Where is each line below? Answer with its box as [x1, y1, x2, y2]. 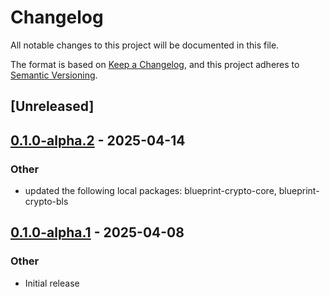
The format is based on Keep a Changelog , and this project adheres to [10, 58, 300, 70]
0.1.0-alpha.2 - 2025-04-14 [10, 132, 186, 149]
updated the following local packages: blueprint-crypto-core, [24, 185, 277, 197]
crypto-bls [24, 196, 69, 208]
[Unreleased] [10, 98, 95, 115]
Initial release [24, 277, 80, 289]
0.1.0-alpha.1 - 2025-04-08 [10, 224, 185, 241]
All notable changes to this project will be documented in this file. [10, 39, 280, 51]
